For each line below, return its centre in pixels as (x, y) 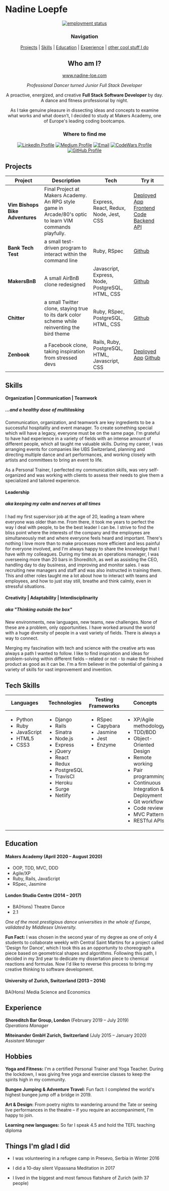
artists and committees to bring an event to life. (54, 460)
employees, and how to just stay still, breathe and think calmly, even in (78, 581)
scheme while (60, 321)
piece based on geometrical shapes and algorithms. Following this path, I (81, 953)
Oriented (144, 745)
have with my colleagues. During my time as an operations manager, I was (82, 554)
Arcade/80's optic (65, 214)
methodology (149, 726)
